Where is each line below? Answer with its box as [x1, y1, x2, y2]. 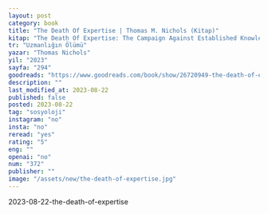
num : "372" [8, 160, 45, 168]
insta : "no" [8, 123, 48, 131]
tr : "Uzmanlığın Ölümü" [8, 42, 88, 50]
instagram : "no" [8, 116, 62, 124]
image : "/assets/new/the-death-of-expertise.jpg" [8, 175, 177, 184]
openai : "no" [8, 153, 52, 160]
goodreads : [8, 71, 45, 79]
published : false [8, 93, 66, 101]
